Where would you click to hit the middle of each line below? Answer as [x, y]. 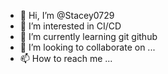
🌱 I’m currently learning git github [88, 36]
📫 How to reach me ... [66, 58]
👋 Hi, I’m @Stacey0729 [67, 15]
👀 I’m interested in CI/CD [70, 26]
